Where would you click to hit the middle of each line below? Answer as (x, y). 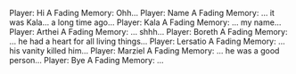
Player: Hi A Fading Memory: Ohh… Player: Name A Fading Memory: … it (142, 13)
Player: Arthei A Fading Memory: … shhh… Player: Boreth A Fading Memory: (148, 32)
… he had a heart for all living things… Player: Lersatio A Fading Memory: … (147, 41)
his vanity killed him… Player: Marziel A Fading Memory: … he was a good (144, 51)
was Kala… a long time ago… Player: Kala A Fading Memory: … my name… (145, 22)
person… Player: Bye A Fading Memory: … (86, 60)
